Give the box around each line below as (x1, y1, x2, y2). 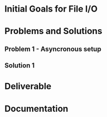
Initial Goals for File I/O (4, 3, 98, 15)
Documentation (4, 103, 69, 114)
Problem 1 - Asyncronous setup (4, 45, 102, 53)
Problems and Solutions (4, 26, 103, 37)
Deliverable (4, 81, 52, 92)
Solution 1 (4, 62, 35, 70)
